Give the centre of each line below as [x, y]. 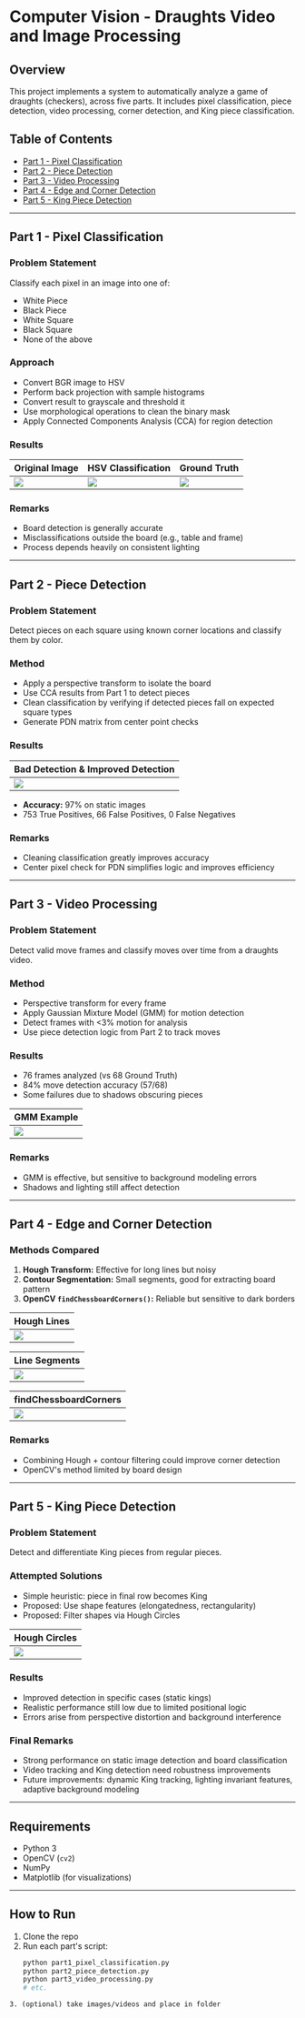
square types [47, 712]
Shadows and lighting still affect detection [101, 1187]
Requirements [50, 1827]
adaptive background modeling [81, 1790]
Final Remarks [42, 1741]
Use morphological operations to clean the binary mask [126, 411]
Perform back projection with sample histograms [113, 392]
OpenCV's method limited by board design [102, 1470]
